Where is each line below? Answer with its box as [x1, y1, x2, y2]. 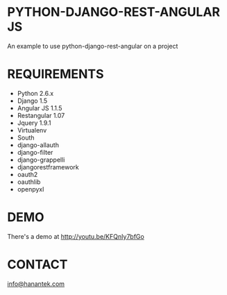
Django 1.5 [17, 96, 48, 105]
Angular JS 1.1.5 [17, 103, 62, 112]
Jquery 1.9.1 [17, 119, 51, 127]
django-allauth [17, 140, 59, 149]
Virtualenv [17, 126, 47, 134]
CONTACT [7, 257, 68, 272]
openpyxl [17, 185, 44, 193]
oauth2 [17, 170, 38, 178]
